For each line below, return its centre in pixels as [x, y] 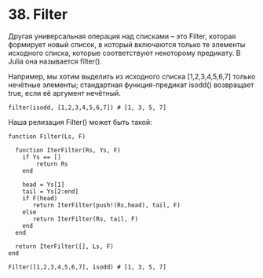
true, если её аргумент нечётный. [65, 93]
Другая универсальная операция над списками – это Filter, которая [122, 36]
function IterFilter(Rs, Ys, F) [68, 150]
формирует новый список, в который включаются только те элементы [127, 44]
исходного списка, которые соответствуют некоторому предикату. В [124, 53]
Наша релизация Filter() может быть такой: [80, 122]
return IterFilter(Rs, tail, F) [86, 219]
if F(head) [40, 198]
